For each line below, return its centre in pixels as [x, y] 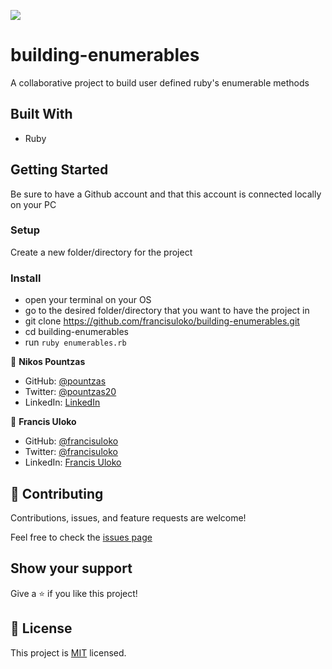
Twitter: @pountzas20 [70, 392]
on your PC [33, 204]
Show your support [71, 568]
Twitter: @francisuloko [71, 452]
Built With [41, 114]
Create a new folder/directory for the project [101, 252]
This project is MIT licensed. [68, 652]
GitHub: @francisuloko [71, 441]
